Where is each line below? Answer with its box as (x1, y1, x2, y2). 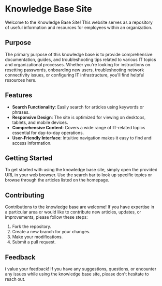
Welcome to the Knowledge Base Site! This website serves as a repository (5, 19, 153, 25)
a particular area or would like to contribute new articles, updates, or (5, 209, 142, 215)
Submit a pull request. (12, 239, 56, 245)
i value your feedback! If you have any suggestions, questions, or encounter (5, 266, 157, 271)
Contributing (5, 191, 44, 199)
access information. (12, 140, 52, 146)
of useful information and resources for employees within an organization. (5, 24, 152, 30)
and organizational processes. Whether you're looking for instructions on (5, 61, 151, 67)
